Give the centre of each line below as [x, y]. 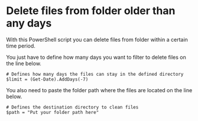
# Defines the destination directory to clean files [72, 107]
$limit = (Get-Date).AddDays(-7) [47, 79]
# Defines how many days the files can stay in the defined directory [95, 74]
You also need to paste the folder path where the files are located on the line [99, 90]
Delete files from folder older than [91, 11]
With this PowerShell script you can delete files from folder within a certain [97, 39]
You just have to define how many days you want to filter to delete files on [96, 57]
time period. [21, 46]
